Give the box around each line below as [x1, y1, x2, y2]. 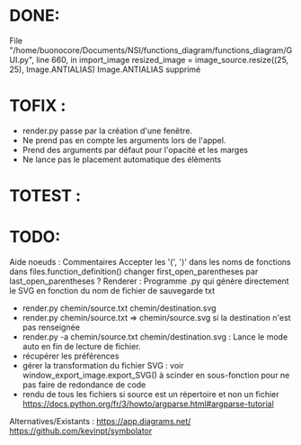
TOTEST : [9, 186, 81, 206]
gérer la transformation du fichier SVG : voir [22, 360, 184, 370]
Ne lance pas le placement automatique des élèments [22, 154, 222, 165]
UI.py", [9, 54, 34, 65]
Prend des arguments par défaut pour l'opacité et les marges [22, 144, 249, 155]
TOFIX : [9, 95, 66, 116]
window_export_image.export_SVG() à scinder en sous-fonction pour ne [22, 370, 290, 380]
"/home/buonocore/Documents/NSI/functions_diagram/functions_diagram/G [9, 44, 293, 55]
